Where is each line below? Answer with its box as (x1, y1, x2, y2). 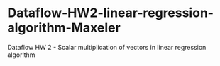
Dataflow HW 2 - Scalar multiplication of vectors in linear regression (7, 43, 207, 51)
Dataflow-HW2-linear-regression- (7, 5, 214, 21)
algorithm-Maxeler (7, 20, 121, 36)
